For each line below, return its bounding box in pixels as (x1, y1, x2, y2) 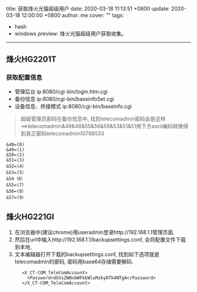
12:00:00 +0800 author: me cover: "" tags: (21, 12, 124, 19)
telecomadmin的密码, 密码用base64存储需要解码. (14, 258, 134, 265)
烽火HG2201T (6, 55, 57, 65)
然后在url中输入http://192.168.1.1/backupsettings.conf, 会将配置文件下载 (14, 236, 186, 243)
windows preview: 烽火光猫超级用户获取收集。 (14, 30, 127, 37)
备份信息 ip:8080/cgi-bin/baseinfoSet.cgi (14, 95, 114, 102)
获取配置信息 (6, 73, 43, 82)
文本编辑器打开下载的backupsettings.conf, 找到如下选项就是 (14, 250, 160, 257)
